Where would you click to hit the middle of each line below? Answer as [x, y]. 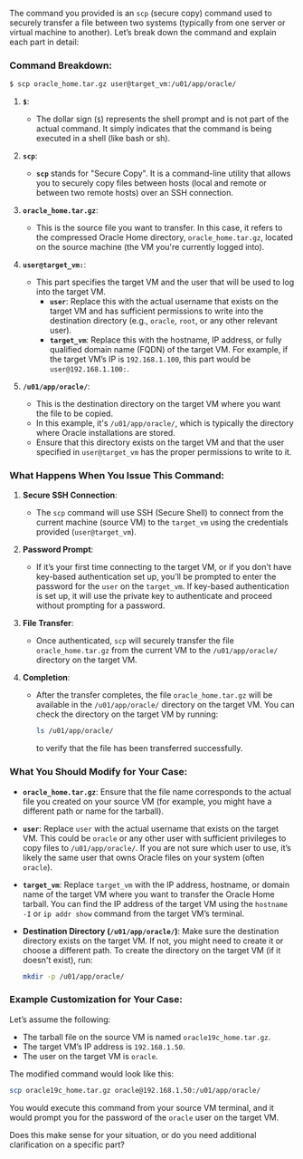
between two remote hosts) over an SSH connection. [134, 193]
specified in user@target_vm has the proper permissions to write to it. [164, 452]
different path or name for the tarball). [93, 811]
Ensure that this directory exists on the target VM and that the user [160, 442]
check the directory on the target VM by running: [127, 714]
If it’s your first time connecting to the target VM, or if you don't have [164, 567]
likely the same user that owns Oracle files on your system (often [143, 857]
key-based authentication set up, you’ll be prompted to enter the [156, 577]
